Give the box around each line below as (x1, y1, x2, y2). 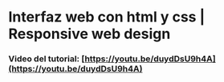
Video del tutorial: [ (8, 53, 85, 64)
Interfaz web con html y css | (8, 8, 206, 26)
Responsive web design (8, 25, 171, 43)
